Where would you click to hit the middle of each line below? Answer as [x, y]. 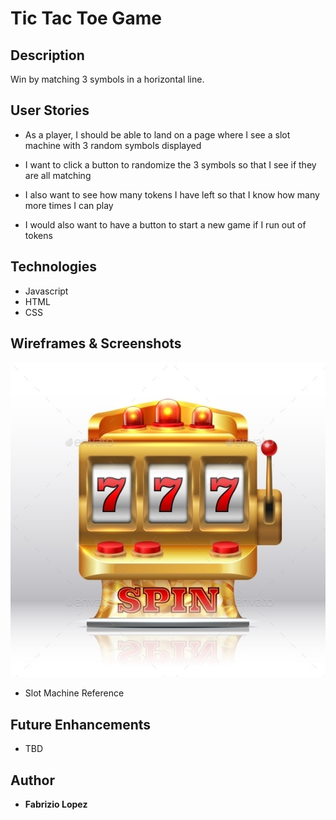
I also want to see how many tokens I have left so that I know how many [172, 194]
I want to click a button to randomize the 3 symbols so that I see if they [170, 164]
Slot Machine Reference [74, 693]
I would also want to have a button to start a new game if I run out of [165, 224]
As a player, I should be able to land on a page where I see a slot [157, 134]
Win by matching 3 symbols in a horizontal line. [107, 79]
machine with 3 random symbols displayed [113, 145]
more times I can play [69, 205]
